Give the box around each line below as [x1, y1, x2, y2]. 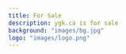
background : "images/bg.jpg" [8, 26, 105, 34]
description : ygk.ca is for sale [8, 19, 119, 27]
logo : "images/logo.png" [8, 33, 90, 42]
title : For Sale [8, 11, 62, 20]
